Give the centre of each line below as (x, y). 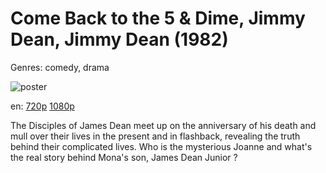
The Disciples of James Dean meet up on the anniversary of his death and (163, 125)
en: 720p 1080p (42, 106)
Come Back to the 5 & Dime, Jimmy (158, 18)
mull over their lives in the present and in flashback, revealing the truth (155, 136)
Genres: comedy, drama (60, 67)
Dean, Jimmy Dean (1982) (119, 39)
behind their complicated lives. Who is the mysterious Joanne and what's (161, 146)
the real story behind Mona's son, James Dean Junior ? (124, 157)
